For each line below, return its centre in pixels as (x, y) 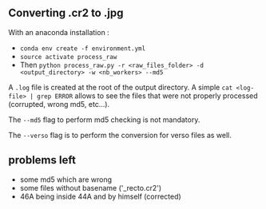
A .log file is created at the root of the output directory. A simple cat (121, 87)
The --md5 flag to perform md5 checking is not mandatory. (104, 120)
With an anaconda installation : (59, 32)
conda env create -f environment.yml (83, 48)
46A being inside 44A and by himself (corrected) (100, 196)
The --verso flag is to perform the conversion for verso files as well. (120, 135)
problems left (42, 160)
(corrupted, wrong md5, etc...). (59, 104)
